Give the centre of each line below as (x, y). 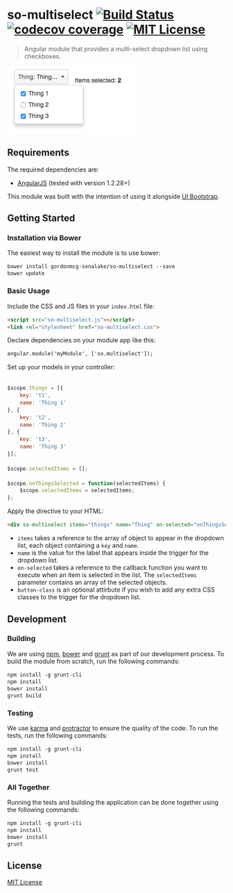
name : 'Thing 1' (43, 403)
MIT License (25, 883)
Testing (20, 713)
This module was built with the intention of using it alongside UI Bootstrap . (113, 196)
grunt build (24, 695)
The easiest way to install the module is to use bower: (84, 253)
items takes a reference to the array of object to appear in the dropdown (120, 538)
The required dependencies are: (53, 169)
